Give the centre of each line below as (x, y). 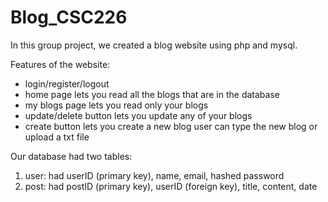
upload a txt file (57, 137)
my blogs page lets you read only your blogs (116, 105)
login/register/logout (67, 83)
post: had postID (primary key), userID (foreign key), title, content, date (171, 186)
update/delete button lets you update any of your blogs (138, 115)
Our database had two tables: (71, 156)
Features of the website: (60, 64)
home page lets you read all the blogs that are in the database (152, 94)
